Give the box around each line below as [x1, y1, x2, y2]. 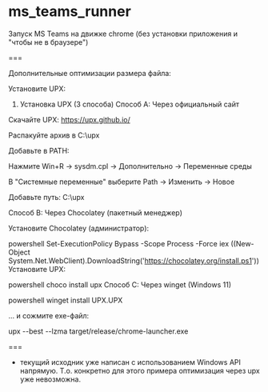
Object [8, 247, 30, 257]
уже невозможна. [19, 374, 82, 384]
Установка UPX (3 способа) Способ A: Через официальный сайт [19, 99, 240, 109]
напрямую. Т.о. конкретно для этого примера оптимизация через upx [19, 366, 260, 375]
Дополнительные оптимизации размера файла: [8, 68, 172, 78]
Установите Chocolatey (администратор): [8, 223, 150, 233]
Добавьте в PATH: [8, 146, 70, 155]
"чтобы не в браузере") [8, 37, 89, 46]
